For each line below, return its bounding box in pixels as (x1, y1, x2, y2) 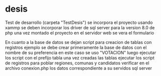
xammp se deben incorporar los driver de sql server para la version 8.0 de (5, 24, 155, 30)
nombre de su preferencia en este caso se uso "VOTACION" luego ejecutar (5, 50, 157, 56)
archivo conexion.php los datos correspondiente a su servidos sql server (5, 65, 152, 71)
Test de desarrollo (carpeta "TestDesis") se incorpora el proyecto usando (5, 19, 153, 25)
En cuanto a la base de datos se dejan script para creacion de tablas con (5, 39, 152, 45)
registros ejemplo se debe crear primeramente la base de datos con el (5, 44, 147, 50)
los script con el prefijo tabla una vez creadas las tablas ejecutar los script (5, 55, 155, 60)
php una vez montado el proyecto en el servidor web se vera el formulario (5, 30, 154, 36)
